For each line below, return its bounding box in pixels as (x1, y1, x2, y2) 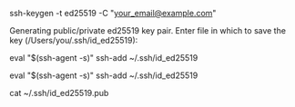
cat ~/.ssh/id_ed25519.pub (9, 88, 109, 98)
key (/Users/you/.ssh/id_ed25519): (9, 35, 138, 45)
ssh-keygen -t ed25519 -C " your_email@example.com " (9, 8, 217, 18)
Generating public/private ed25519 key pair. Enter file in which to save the (9, 25, 287, 35)
